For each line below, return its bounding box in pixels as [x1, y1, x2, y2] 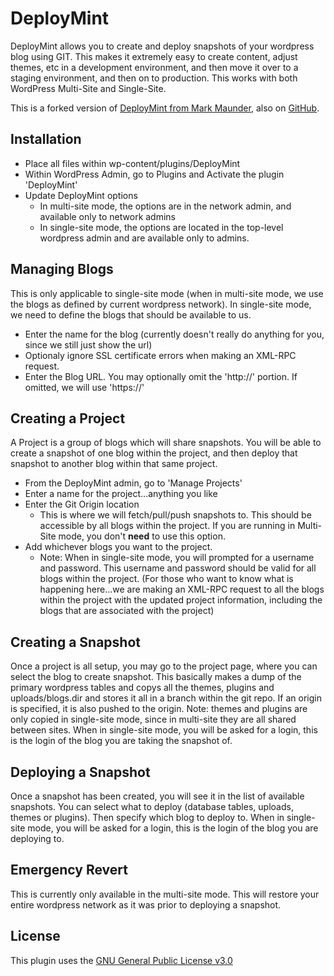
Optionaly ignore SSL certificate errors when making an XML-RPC [24, 349, 297, 361]
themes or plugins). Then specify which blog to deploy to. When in [10, 812, 285, 823]
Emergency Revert [10, 862, 128, 879]
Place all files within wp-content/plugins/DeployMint [24, 157, 241, 169]
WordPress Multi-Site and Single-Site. [10, 82, 167, 94]
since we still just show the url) [24, 338, 153, 351]
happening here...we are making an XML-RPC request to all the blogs [39, 583, 325, 596]
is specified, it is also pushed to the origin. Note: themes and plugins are [10, 703, 308, 715]
